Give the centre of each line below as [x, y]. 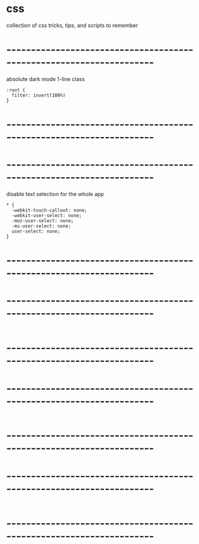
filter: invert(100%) [39, 95]
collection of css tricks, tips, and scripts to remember [72, 25]
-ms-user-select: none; [41, 226]
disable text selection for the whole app [55, 194]
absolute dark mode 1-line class [46, 79]
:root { [16, 90]
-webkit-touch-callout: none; [49, 210]
